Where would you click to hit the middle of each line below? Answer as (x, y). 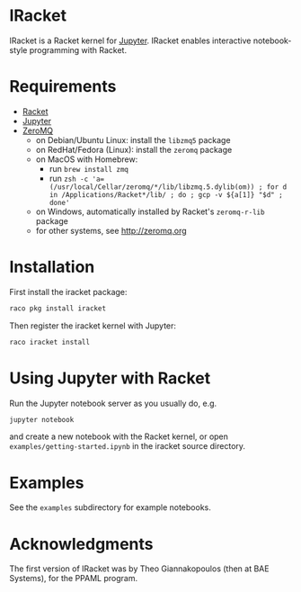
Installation (52, 267)
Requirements (63, 87)
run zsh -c (69, 178)
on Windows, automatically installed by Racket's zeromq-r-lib (150, 211)
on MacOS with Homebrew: (87, 159)
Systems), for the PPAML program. (73, 579)
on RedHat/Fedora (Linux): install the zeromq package (134, 149)
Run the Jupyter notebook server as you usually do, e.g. (113, 403)
